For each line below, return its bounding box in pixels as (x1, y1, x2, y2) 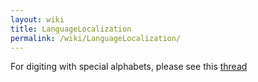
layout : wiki (10, 14, 65, 25)
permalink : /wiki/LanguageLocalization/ (10, 33, 182, 43)
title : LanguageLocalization (10, 24, 132, 34)
